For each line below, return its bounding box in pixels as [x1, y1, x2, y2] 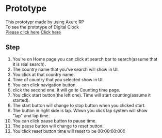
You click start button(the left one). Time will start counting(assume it [12, 92, 151, 98]
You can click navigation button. [12, 82, 77, 88]
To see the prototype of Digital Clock [5, 24, 79, 30]
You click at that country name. [12, 71, 75, 77]
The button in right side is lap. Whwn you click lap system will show [12, 107, 147, 113]
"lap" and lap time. [12, 112, 50, 119]
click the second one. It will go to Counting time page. [12, 87, 121, 92]
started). [12, 97, 30, 103]
